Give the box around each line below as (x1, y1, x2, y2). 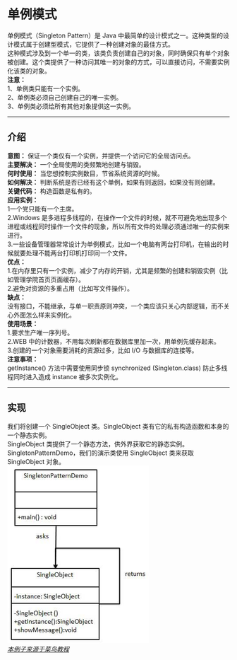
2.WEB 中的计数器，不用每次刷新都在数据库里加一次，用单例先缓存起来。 (7, 337, 220, 345)
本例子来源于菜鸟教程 (7, 644, 69, 653)
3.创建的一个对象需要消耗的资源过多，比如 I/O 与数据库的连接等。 (7, 346, 198, 354)
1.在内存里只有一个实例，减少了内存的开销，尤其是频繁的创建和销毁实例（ (7, 266, 222, 274)
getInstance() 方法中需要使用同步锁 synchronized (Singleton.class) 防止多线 (7, 364, 228, 372)
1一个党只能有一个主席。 (7, 204, 78, 213)
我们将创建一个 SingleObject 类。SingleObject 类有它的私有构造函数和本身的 (7, 422, 229, 430)
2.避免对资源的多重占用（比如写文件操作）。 (7, 284, 134, 292)
